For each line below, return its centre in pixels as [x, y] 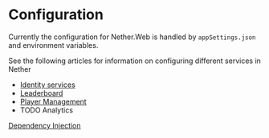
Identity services [48, 85]
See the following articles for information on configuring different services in [134, 61]
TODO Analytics [47, 110]
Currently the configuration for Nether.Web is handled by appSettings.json [132, 37]
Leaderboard [41, 93]
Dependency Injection [45, 125]
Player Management [53, 101]
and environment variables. [53, 45]
